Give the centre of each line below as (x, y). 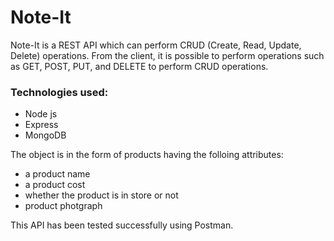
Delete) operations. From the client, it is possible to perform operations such (167, 55)
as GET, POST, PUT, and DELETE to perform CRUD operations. (139, 66)
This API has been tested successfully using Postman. (122, 225)
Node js (41, 114)
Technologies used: (59, 92)
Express (41, 125)
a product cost (55, 185)
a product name (57, 174)
